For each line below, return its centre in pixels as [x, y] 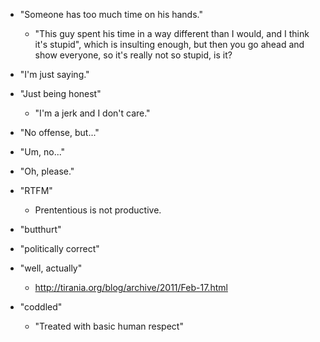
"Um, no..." [42, 152]
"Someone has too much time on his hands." [111, 14]
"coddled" [41, 307]
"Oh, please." [47, 171]
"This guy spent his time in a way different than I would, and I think [172, 33]
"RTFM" [36, 190]
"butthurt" [40, 229]
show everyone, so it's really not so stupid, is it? [133, 55]
